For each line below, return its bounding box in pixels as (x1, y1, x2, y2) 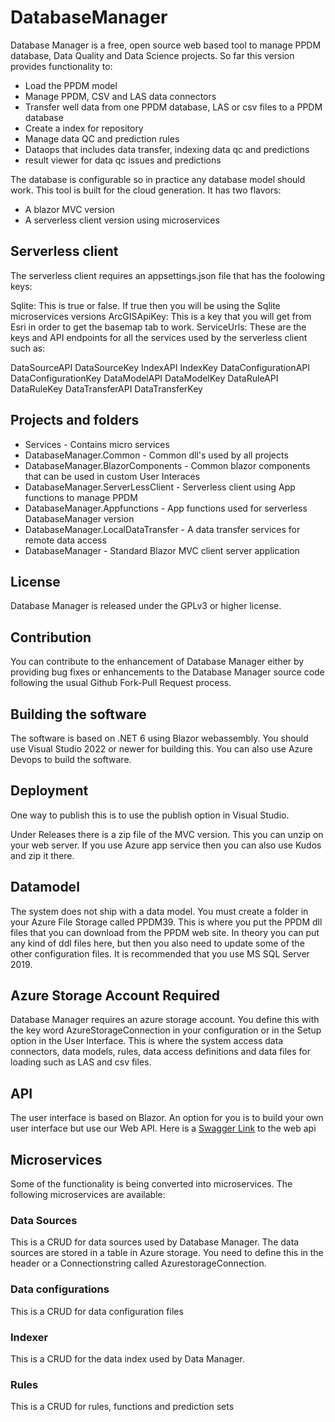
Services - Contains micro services (24, 438, 170, 450)
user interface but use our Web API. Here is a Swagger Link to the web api (10, 1122, 317, 1135)
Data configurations (10, 1282, 110, 1296)
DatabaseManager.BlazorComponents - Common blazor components (24, 459, 311, 471)
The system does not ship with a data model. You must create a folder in (10, 905, 309, 917)
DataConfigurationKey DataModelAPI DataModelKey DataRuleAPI (10, 372, 279, 384)
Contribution (10, 629, 92, 646)
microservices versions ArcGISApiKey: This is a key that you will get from (10, 310, 312, 322)
